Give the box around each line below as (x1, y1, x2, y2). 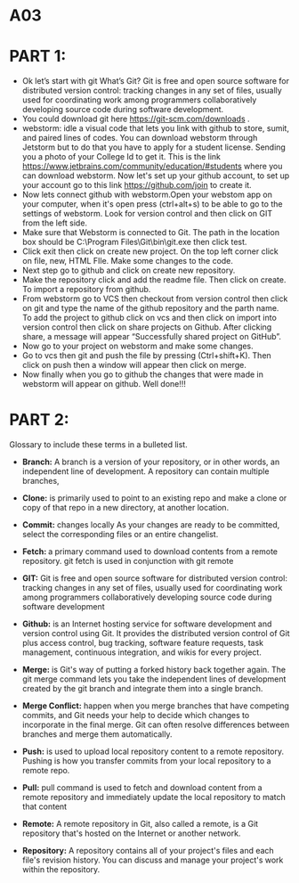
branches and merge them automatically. (21, 729, 173, 740)
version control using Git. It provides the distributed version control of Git (21, 628, 290, 639)
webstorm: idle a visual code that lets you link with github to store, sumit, (21, 123, 289, 134)
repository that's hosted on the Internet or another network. (21, 828, 241, 838)
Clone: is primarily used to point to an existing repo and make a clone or (21, 493, 287, 503)
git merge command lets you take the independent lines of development (21, 674, 287, 684)
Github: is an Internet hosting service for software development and (21, 618, 272, 629)
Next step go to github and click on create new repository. (21, 265, 236, 276)
